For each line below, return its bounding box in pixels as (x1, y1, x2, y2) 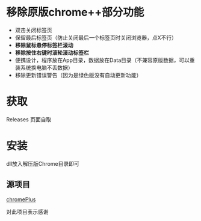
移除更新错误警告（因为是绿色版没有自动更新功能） (14, 71, 142, 79)
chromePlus (6, 196, 36, 203)
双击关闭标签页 (14, 26, 52, 34)
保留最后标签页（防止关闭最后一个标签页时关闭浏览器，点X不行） (14, 34, 178, 41)
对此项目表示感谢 (6, 208, 49, 215)
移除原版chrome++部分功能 (6, 5, 144, 19)
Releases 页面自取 (6, 115, 52, 123)
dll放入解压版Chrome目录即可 (6, 160, 79, 167)
